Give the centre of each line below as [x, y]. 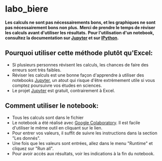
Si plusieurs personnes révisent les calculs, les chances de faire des [80, 64]
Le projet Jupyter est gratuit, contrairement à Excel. [64, 90]
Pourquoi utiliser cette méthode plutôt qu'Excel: [79, 53]
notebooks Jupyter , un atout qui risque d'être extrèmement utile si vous [83, 80]
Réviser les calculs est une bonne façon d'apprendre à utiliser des [78, 75]
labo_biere [27, 9]
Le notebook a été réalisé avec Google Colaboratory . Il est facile [76, 123]
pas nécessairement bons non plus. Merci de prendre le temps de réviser [80, 27]
